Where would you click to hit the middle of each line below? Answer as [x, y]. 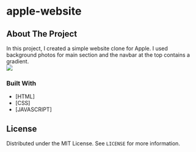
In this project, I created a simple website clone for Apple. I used [87, 48]
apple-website [44, 11]
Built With [21, 83]
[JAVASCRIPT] [33, 110]
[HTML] [25, 96]
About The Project [42, 34]
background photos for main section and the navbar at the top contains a [98, 55]
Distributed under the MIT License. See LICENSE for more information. [93, 143]
